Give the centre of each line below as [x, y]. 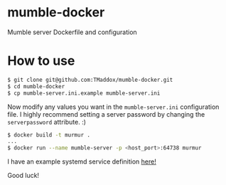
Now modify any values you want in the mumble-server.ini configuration [113, 107]
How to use [41, 61]
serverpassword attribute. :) [47, 122]
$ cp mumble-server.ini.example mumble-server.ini [84, 93]
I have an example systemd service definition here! [82, 162]
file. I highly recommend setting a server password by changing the [106, 114]
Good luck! [23, 176]
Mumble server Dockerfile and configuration [72, 32]
